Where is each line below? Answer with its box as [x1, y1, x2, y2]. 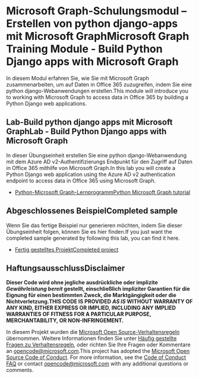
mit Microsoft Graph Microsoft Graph [6, 30, 189, 43]
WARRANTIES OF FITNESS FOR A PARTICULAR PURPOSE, [6, 311, 151, 318]
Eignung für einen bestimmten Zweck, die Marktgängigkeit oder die [6, 292, 176, 299]
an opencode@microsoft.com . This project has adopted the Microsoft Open [6, 348, 190, 355]
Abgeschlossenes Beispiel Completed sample [6, 206, 178, 216]
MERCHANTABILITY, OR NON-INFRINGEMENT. [6, 317, 124, 324]
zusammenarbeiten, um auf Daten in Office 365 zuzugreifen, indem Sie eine [6, 80, 192, 88]
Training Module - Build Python [6, 42, 163, 56]
